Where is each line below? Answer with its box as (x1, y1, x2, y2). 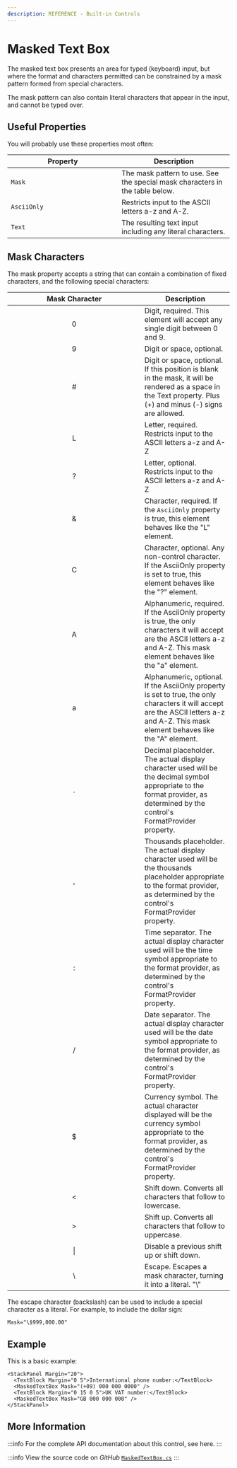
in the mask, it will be (144, 373, 214, 383)
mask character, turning (144, 1271, 224, 1281)
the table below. (121, 186, 175, 196)
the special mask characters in (121, 178, 223, 187)
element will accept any (144, 315, 223, 325)
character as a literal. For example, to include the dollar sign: (7, 1305, 183, 1314)
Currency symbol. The (144, 1092, 219, 1102)
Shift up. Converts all (144, 1213, 214, 1223)
